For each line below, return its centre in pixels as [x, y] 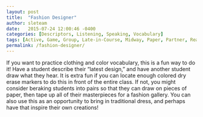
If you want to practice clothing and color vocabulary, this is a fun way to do [101, 62]
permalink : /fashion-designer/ [46, 46]
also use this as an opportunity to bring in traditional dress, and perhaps [96, 101]
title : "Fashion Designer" [42, 17]
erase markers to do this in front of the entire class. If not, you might [91, 81]
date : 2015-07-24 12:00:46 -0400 [51, 29]
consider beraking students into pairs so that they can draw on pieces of [97, 88]
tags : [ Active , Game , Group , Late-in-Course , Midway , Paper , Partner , [97, 40]
